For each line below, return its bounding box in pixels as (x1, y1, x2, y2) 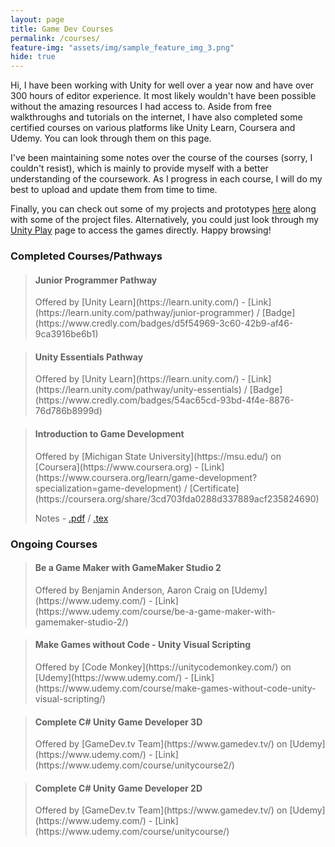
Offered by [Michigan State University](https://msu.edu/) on (34, 450, 282, 462)
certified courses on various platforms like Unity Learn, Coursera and (10, 122, 296, 134)
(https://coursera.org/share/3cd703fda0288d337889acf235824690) (34, 492, 320, 505)
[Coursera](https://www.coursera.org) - (34, 461, 200, 473)
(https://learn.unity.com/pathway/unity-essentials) (34, 384, 242, 396)
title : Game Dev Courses (10, 24, 114, 34)
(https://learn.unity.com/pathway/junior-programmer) (34, 307, 255, 319)
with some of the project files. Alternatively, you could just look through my (10, 214, 320, 226)
